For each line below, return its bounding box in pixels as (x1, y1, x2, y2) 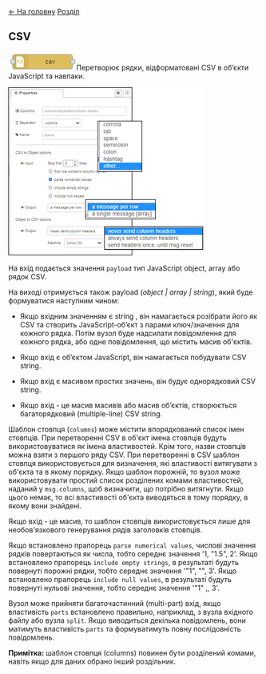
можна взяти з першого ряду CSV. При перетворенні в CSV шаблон (8, 450, 240, 459)
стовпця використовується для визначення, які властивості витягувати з (8, 458, 258, 467)
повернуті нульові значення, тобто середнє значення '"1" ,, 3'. (8, 583, 220, 592)
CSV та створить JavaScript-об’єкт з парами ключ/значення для (19, 319, 240, 329)
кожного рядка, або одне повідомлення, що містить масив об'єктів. (19, 336, 252, 347)
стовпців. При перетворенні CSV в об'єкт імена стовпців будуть (8, 432, 228, 443)
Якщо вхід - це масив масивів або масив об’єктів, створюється (19, 400, 237, 410)
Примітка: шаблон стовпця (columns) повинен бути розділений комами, (8, 648, 256, 657)
